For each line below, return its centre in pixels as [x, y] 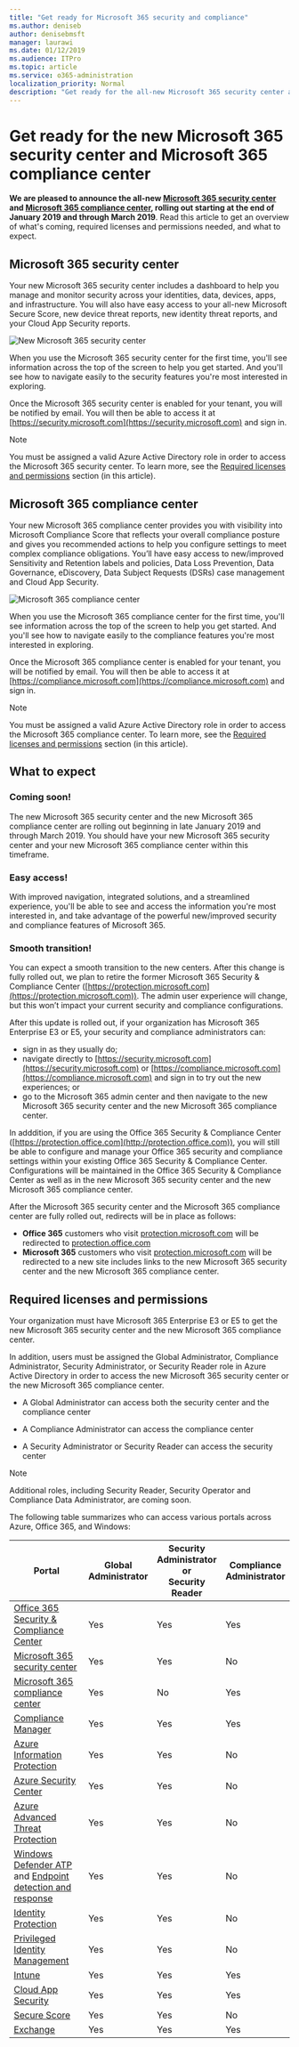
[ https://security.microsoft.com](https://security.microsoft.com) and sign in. [148, 423]
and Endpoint [41, 1876]
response [33, 1898]
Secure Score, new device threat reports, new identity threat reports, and [143, 314]
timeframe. [29, 854]
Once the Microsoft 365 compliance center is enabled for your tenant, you [145, 662]
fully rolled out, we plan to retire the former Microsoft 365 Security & [134, 977]
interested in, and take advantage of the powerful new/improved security [143, 916]
